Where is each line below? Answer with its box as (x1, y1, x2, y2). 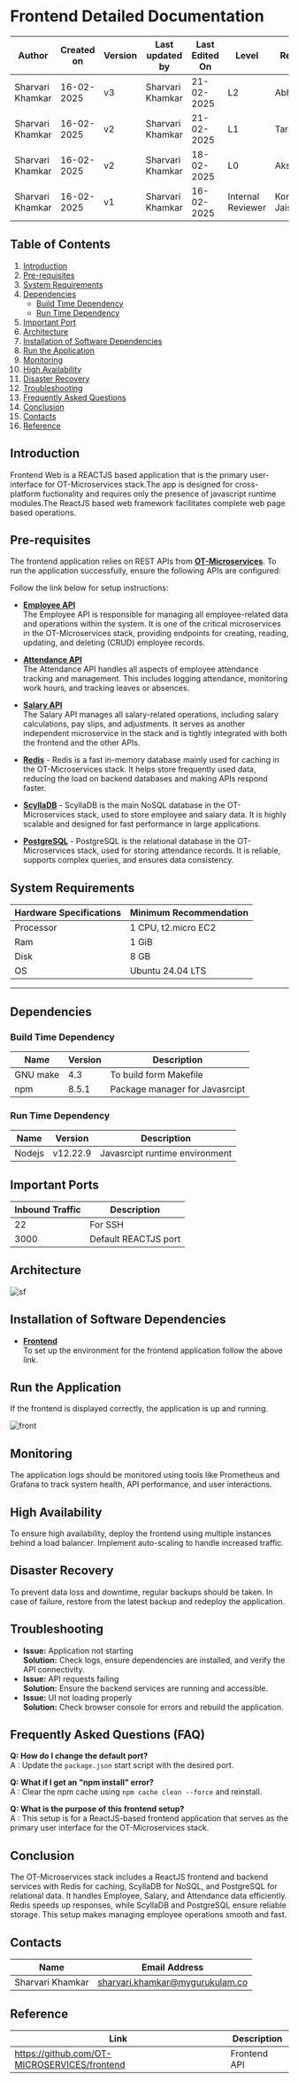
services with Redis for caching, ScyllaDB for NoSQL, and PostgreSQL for (10, 1881, 278, 1892)
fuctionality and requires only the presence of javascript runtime (42, 488, 277, 499)
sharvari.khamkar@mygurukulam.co (97, 1976, 248, 1988)
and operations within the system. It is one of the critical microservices (22, 618, 281, 629)
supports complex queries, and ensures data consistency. (22, 855, 234, 865)
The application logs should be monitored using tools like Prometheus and (10, 1470, 280, 1480)
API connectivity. (22, 1663, 85, 1674)
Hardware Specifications (14, 907, 122, 919)
